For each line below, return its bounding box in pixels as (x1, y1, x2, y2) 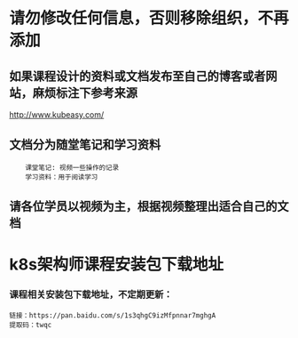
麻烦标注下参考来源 (32, 85, 137, 101)
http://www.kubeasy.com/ (9, 109, 105, 120)
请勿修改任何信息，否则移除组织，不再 (9, 8, 290, 28)
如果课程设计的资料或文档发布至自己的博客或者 (9, 68, 266, 84)
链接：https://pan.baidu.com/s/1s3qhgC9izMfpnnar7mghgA (9, 310, 216, 320)
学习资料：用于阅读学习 (25, 173, 98, 181)
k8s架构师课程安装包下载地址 (9, 254, 224, 275)
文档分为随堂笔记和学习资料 (9, 137, 161, 152)
